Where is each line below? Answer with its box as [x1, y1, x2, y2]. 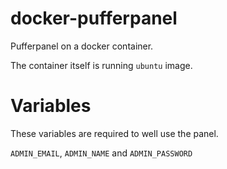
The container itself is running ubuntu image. [10, 59, 193, 71]
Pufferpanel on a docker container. [10, 40, 154, 52]
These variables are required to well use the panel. [10, 127, 219, 139]
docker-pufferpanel [10, 7, 178, 30]
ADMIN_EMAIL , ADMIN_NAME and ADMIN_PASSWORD [10, 147, 193, 159]
